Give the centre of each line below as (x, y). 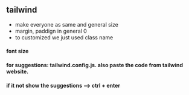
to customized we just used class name (64, 37)
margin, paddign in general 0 (51, 31)
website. (18, 71)
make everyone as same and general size (67, 24)
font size (18, 51)
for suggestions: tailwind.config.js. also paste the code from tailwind (94, 65)
